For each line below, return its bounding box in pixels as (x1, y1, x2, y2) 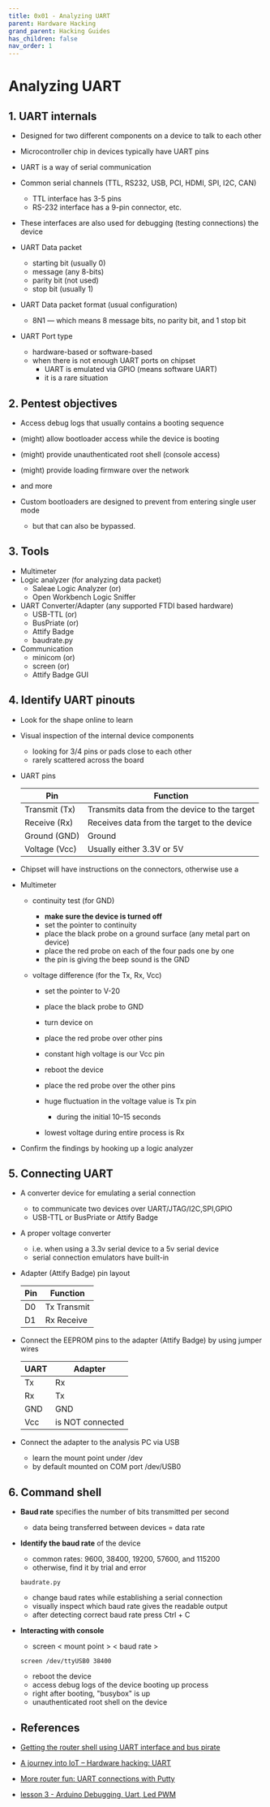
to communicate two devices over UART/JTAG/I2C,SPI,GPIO (32, 1204, 233, 1214)
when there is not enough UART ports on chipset (32, 356, 196, 365)
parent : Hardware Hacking (8, 19, 96, 28)
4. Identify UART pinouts (8, 694, 135, 707)
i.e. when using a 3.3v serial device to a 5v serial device (32, 1244, 219, 1254)
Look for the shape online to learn (19, 715, 134, 724)
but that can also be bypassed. (32, 521, 136, 530)
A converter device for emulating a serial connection (19, 1188, 196, 1198)
